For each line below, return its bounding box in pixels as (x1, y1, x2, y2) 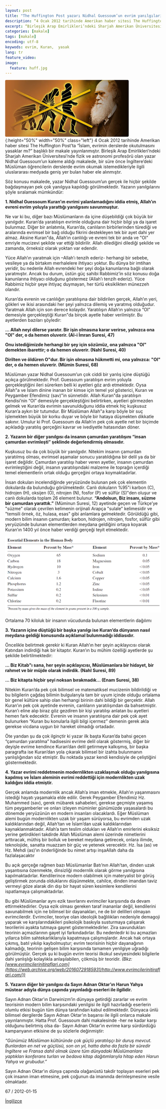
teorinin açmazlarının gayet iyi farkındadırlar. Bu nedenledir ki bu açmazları (5, 929, 157, 935)
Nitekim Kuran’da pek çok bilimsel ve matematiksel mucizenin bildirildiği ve (5, 686, 157, 692)
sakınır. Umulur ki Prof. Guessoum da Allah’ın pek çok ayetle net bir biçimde (5, 419, 159, 425)
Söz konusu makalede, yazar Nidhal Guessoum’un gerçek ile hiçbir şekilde (5, 179, 157, 185)
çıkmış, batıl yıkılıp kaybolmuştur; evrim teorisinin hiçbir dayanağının (5, 940, 144, 946)
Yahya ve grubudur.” (5, 1058, 47, 1064)
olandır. (5, 287, 21, 293)
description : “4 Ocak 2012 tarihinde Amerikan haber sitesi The (5, 18, 140, 23)
